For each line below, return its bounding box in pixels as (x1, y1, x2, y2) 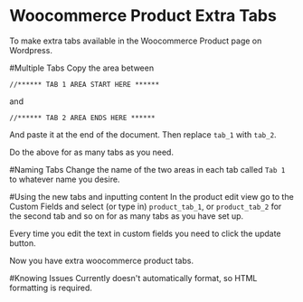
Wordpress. (9, 44, 52, 55)
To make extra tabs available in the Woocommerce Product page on (9, 35, 262, 46)
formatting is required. (9, 282, 93, 293)
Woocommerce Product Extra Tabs (9, 5, 278, 26)
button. (9, 237, 36, 249)
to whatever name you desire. (9, 174, 120, 184)
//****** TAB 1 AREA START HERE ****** (9, 80, 160, 89)
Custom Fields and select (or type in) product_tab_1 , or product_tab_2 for (9, 201, 282, 212)
